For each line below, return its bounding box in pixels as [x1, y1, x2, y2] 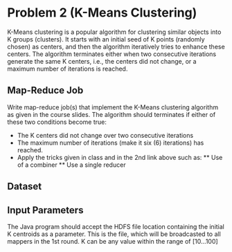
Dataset [7, 181, 42, 192]
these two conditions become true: [7, 118, 107, 126]
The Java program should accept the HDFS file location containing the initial [7, 222, 225, 231]
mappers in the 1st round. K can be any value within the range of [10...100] [7, 237, 218, 245]
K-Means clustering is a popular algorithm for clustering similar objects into [7, 28, 222, 36]
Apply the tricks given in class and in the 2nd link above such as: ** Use [17, 153, 223, 161]
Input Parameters [7, 204, 84, 216]
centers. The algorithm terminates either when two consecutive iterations [7, 50, 217, 58]
